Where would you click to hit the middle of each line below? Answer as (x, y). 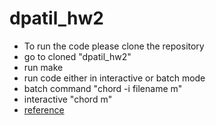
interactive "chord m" (68, 99)
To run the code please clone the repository (114, 46)
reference (44, 109)
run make (43, 67)
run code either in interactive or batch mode (114, 78)
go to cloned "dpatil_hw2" (77, 56)
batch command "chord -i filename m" (103, 88)
